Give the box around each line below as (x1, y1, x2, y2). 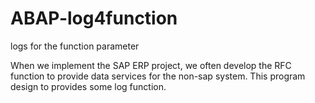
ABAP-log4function (10, 7, 178, 30)
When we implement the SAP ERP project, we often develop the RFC (10, 59, 292, 71)
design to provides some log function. (10, 80, 167, 92)
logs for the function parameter (10, 40, 140, 52)
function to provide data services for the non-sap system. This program (10, 70, 306, 82)
